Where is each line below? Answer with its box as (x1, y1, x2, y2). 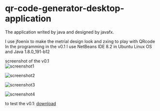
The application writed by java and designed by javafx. (5, 29, 114, 35)
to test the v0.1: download (5, 100, 56, 106)
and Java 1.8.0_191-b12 (5, 49, 50, 55)
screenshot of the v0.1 (5, 58, 49, 64)
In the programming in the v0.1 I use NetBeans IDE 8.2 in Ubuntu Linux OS (5, 43, 152, 49)
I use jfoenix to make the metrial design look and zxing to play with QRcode (5, 38, 155, 44)
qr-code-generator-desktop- (5, 3, 125, 14)
